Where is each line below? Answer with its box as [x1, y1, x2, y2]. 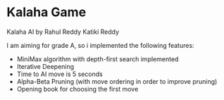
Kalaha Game [6, 4, 87, 20]
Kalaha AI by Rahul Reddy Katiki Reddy [6, 27, 120, 36]
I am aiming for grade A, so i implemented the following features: [6, 41, 194, 49]
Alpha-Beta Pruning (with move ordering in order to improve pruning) [16, 77, 218, 85]
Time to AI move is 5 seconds [16, 70, 103, 78]
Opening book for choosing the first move [16, 85, 139, 93]
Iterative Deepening [16, 62, 75, 70]
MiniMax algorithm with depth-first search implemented [16, 54, 179, 63]
